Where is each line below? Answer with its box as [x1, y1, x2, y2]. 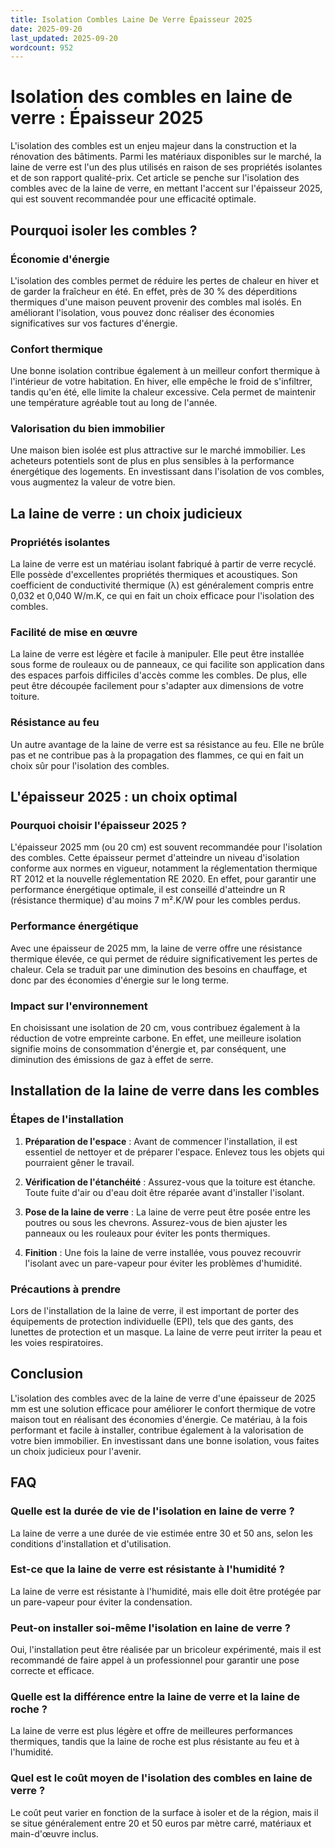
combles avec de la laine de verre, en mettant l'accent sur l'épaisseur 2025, [10, 182, 323, 195]
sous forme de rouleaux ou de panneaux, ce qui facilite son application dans [10, 659, 325, 671]
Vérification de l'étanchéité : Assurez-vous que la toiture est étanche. [24, 1176, 316, 1188]
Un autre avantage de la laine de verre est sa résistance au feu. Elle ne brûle [10, 738, 325, 750]
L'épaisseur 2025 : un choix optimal [10, 789, 238, 806]
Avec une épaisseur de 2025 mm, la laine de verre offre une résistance [10, 942, 303, 954]
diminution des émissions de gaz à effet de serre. [10, 1054, 214, 1066]
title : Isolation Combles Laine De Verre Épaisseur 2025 [10, 14, 253, 25]
